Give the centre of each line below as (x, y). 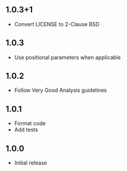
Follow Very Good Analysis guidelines (61, 90)
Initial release (30, 163)
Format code (30, 123)
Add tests (26, 130)
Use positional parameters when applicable (67, 57)
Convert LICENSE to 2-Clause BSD (57, 24)
